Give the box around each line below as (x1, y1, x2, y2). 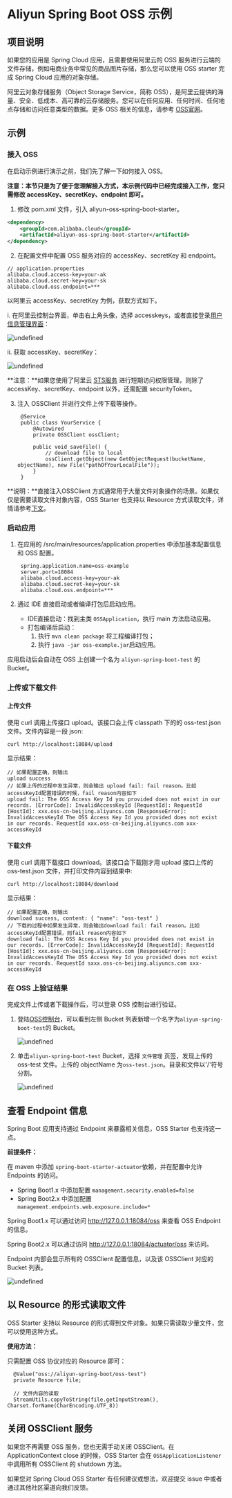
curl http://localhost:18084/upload (7, 740, 113, 748)
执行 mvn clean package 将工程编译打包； (37, 632, 155, 641)
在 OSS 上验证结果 (7, 983, 68, 992)
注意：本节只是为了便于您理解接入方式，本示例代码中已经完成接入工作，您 (7, 181, 219, 190)
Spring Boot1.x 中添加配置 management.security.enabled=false (17, 1186, 195, 1194)
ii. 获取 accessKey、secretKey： (7, 348, 99, 357)
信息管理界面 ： (7, 320, 50, 328)
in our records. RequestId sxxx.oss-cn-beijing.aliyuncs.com (7, 960, 187, 967)
